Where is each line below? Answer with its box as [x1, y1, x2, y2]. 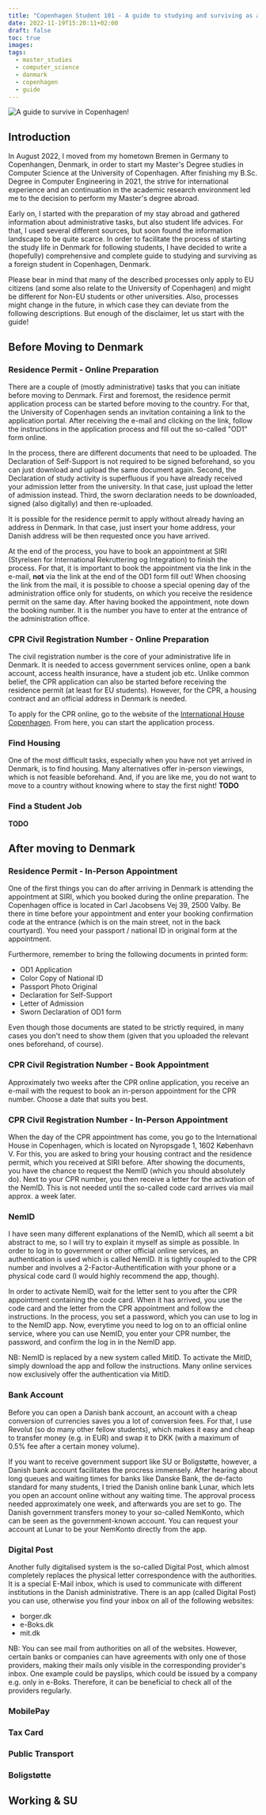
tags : [8, 48, 26, 56]
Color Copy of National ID [19, 974, 104, 983]
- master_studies [15, 56, 73, 64]
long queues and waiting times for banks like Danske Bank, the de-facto [8, 1473, 243, 1483]
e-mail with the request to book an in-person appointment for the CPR [8, 1086, 237, 1095]
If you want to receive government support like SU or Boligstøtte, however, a [8, 1457, 257, 1466]
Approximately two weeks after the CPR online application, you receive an [8, 1077, 249, 1087]
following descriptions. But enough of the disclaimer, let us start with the [8, 309, 245, 319]
